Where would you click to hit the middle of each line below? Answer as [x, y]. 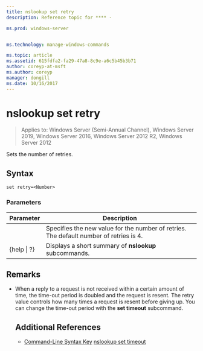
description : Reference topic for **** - [59, 17]
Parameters [24, 203]
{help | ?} [22, 249]
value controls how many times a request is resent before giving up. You [105, 302]
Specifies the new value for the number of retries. [116, 228]
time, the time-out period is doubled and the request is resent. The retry [105, 296]
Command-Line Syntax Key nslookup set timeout [85, 342]
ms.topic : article [29, 55]
